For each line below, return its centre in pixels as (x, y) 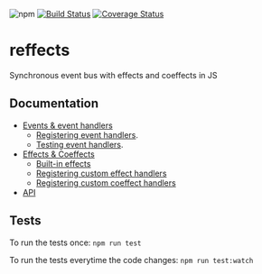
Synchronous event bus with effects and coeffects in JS (113, 75)
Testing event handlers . (80, 144)
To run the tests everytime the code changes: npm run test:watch (131, 260)
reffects (40, 50)
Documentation (54, 104)
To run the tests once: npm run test (75, 242)
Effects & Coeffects (58, 154)
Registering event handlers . (87, 134)
